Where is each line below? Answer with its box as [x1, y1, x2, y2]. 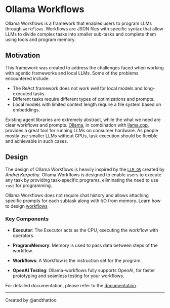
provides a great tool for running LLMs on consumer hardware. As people [5, 127, 158, 133]
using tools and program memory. [5, 36, 76, 43]
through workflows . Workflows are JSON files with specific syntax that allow [5, 25, 163, 31]
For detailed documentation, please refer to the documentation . [5, 282, 138, 288]
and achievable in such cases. [5, 138, 68, 144]
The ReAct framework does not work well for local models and [12, 85, 143, 91]
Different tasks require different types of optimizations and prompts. [12, 96, 155, 102]
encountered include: [5, 75, 50, 82]
